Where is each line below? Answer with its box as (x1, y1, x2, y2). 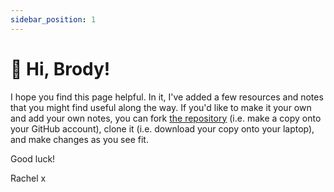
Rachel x (10, 172, 47, 184)
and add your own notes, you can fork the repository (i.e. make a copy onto (10, 112, 322, 124)
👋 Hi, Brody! (10, 57, 111, 80)
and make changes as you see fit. (10, 133, 149, 145)
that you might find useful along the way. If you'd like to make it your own (10, 101, 312, 113)
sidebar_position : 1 (10, 14, 97, 25)
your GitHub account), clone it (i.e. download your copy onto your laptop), (10, 122, 315, 135)
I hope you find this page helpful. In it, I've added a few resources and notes (10, 91, 324, 103)
